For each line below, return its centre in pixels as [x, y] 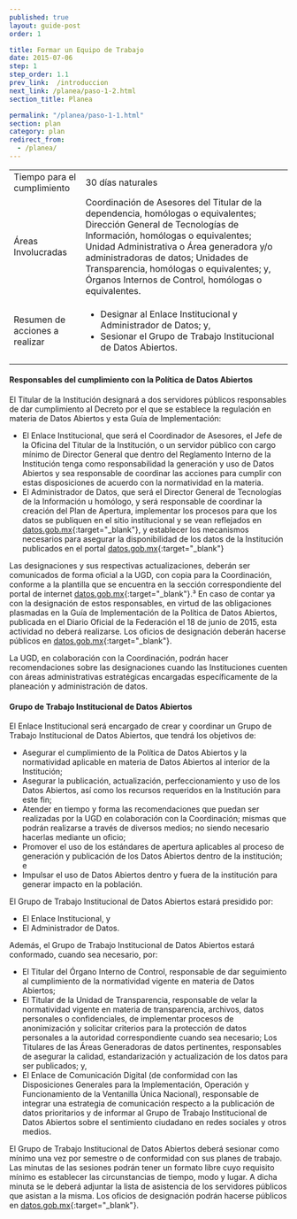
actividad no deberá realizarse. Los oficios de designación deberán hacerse [148, 632]
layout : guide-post [45, 26]
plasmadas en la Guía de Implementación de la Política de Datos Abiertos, [143, 613]
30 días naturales [122, 182]
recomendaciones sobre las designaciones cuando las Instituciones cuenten [148, 667]
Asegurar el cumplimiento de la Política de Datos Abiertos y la [134, 752]
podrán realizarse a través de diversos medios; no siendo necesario [145, 828]
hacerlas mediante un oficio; [74, 837]
